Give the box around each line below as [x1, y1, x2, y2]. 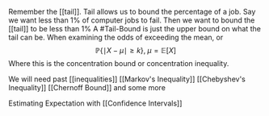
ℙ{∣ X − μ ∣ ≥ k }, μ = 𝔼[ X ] [95, 46, 176, 55]
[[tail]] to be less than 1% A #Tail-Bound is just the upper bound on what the [8, 24, 261, 33]
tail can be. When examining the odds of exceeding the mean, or [8, 32, 224, 42]
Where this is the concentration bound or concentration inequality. [8, 59, 229, 68]
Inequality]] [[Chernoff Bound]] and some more [8, 83, 166, 92]
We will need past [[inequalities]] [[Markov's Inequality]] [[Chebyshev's [8, 74, 246, 84]
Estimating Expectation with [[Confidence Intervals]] [8, 98, 183, 108]
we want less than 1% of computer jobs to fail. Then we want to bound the [8, 15, 255, 25]
